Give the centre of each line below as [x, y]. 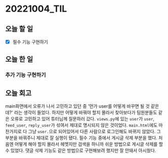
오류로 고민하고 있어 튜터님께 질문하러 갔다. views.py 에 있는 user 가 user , [82, 119]
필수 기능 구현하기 [30, 42]
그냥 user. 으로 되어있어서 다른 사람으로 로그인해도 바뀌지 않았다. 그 [94, 132]
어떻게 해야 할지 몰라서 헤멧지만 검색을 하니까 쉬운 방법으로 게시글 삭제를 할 [89, 144]
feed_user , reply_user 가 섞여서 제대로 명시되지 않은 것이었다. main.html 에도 [81, 125]
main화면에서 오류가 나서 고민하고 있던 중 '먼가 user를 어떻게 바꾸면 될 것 [78, 106]
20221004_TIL [36, 9]
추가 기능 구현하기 [26, 75]
